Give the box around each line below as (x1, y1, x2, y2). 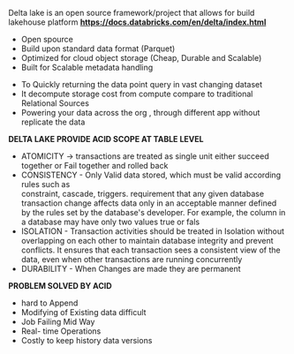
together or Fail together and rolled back (20, 161, 169, 170)
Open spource (20, 34, 74, 44)
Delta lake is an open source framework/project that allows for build (8, 8, 255, 18)
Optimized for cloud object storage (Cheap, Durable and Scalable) (20, 53, 262, 63)
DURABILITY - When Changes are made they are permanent (20, 264, 241, 274)
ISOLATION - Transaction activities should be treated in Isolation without (20, 226, 284, 237)
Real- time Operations (20, 326, 102, 336)
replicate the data (20, 117, 86, 127)
